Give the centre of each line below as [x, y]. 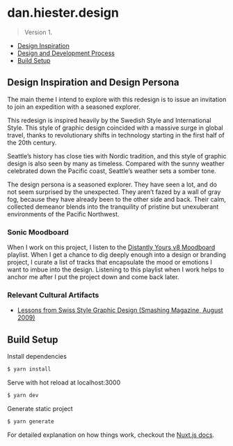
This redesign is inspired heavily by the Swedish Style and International [109, 120]
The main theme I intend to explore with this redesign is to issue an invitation [117, 99]
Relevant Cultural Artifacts [53, 295]
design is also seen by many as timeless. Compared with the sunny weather [116, 163]
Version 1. [38, 32]
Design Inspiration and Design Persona [93, 83]
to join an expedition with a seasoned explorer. [74, 107]
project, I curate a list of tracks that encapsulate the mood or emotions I [110, 262]
